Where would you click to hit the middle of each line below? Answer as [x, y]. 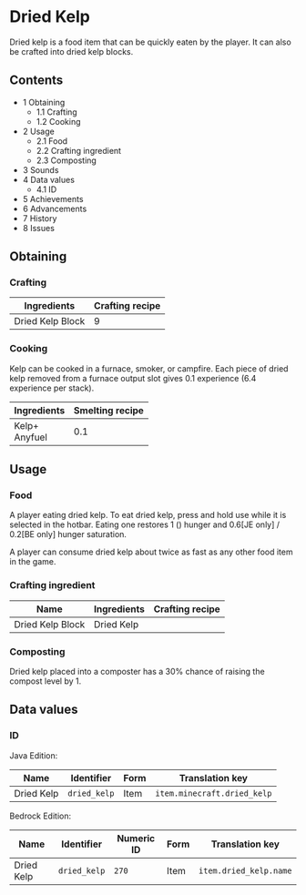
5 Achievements [53, 198]
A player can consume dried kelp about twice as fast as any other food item [151, 552]
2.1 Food [52, 141]
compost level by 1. [46, 681]
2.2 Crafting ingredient [78, 150]
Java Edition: [34, 755]
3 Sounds [41, 169]
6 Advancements [55, 208]
